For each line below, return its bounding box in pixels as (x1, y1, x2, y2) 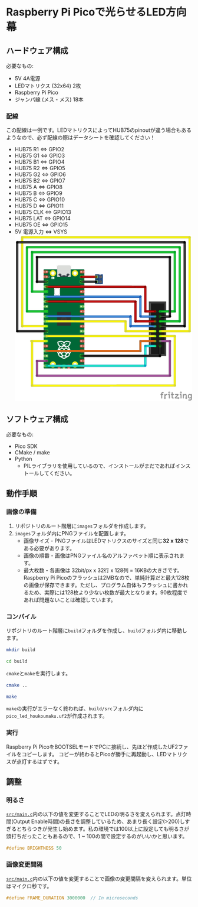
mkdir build (6, 646, 35, 653)
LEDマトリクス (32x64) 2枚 (14, 82, 81, 89)
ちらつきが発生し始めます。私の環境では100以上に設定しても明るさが (21, 825, 190, 833)
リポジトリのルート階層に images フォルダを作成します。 (14, 522, 149, 529)
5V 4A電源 (14, 75, 41, 82)
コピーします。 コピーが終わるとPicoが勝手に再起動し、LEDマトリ (21, 750, 183, 758)
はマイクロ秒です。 (6, 882, 52, 889)
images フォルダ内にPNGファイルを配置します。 (14, 529, 130, 537)
